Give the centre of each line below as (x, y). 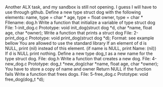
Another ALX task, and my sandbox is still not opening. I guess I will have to (81, 7)
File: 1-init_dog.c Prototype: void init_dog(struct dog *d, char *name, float (79, 28)
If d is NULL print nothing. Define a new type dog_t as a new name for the (79, 53)
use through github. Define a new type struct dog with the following (73, 12)
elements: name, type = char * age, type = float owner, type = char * (74, 17)
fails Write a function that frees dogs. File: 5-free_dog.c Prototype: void (77, 74)
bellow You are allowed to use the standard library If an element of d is (76, 43)
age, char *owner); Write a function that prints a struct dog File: (69, 33)
